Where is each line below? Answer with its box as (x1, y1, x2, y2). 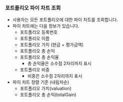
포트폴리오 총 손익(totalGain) (19, 91, 76, 98)
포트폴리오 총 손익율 (19, 54, 59, 60)
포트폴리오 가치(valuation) (19, 85, 71, 91)
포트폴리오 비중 (19, 66, 50, 73)
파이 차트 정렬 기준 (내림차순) (12, 79, 69, 85)
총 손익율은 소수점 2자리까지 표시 (27, 60, 91, 66)
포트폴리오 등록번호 (19, 29, 58, 35)
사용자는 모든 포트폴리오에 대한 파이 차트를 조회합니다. (12, 16, 118, 23)
